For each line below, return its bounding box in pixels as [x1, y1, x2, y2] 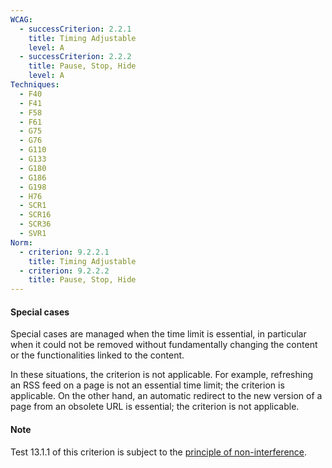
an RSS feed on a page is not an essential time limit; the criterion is [10, 379, 285, 391]
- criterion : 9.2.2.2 [19, 266, 110, 276]
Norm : [10, 237, 33, 248]
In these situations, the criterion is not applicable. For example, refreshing [10, 369, 314, 381]
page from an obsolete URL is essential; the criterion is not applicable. [10, 401, 300, 413]
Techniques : [10, 80, 60, 90]
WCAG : [10, 14, 33, 25]
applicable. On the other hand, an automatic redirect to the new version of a [10, 390, 323, 402]
